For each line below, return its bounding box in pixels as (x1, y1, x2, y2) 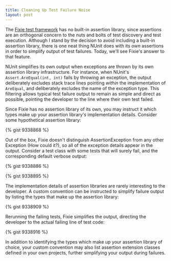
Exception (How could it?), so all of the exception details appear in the (5, 142, 153, 148)
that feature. (5, 53, 32, 59)
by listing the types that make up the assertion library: (5, 193, 119, 200)
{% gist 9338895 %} (5, 172, 49, 179)
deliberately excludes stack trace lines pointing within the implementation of (5, 80, 166, 86)
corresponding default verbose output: (5, 153, 87, 159)
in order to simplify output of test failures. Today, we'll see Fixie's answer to (5, 48, 165, 54)
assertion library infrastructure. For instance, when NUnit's (5, 69, 130, 75)
